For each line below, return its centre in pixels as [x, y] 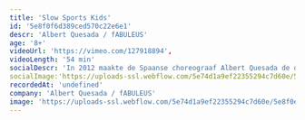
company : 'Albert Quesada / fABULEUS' [83, 93]
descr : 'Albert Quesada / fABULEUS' [79, 34]
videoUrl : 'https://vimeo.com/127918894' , [91, 51]
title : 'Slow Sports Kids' [60, 18]
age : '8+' [28, 43]
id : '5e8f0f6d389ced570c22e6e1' [70, 26]
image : [22, 102]
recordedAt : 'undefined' [56, 85]
